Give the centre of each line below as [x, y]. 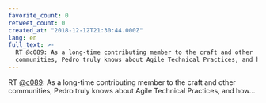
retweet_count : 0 [37, 23]
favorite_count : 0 [38, 15]
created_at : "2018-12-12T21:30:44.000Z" [76, 30]
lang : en [23, 38]
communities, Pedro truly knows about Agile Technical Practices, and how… [132, 90]
